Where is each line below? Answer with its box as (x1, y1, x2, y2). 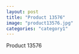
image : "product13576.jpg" (6, 20, 74, 26)
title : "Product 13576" (6, 14, 66, 20)
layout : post (6, 8, 39, 15)
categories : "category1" (6, 25, 68, 32)
